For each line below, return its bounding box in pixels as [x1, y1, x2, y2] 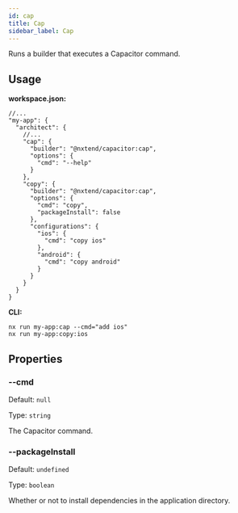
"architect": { [15, 124, 67, 132]
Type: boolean [8, 480, 55, 490]
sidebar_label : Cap [8, 27, 74, 35]
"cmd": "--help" [37, 159, 92, 167]
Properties [8, 352, 63, 366]
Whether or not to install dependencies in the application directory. [8, 496, 231, 506]
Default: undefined [8, 465, 69, 474]
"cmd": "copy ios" [44, 237, 106, 245]
